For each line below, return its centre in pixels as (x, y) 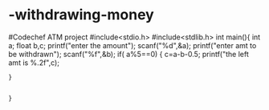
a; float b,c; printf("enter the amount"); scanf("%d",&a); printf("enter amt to (132, 45)
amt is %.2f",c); (34, 63)
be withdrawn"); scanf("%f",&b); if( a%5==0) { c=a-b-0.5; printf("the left (128, 54)
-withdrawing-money (81, 15)
